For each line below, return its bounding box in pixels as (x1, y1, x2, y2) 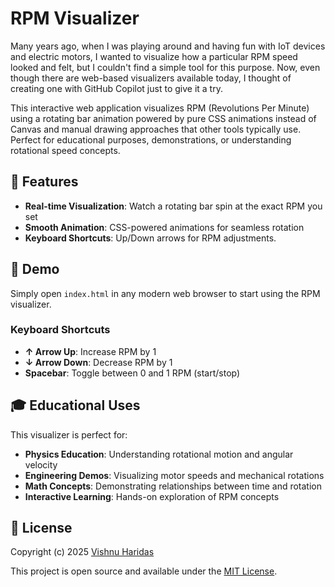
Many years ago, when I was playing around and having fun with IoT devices (10, 40, 326, 52)
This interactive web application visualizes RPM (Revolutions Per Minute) (10, 102, 310, 114)
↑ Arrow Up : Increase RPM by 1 (24, 345, 157, 357)
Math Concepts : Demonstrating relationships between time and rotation (24, 480, 322, 492)
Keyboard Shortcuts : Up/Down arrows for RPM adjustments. (24, 232, 277, 244)
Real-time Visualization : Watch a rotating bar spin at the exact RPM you (24, 200, 323, 212)
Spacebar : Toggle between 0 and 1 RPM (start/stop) (24, 367, 241, 379)
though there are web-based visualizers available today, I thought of (10, 72, 292, 84)
